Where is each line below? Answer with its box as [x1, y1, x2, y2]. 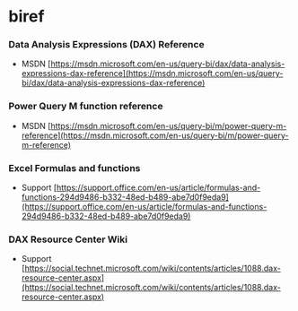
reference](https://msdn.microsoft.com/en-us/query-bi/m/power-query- [21, 130, 289, 141]
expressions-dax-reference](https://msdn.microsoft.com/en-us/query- [21, 68, 284, 79]
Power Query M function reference [8, 100, 163, 113]
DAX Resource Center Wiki [8, 233, 127, 246]
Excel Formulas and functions [8, 161, 141, 174]
